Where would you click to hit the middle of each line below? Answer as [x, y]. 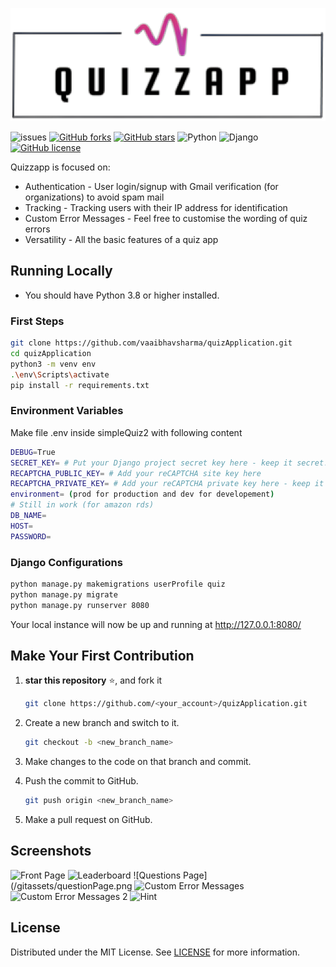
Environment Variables [67, 411]
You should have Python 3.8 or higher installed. [122, 295]
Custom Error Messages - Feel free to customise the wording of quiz [166, 219]
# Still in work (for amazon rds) [82, 505]
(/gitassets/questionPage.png [71, 885]
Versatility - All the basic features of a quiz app [121, 240]
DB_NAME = [28, 516]
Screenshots [51, 851]
